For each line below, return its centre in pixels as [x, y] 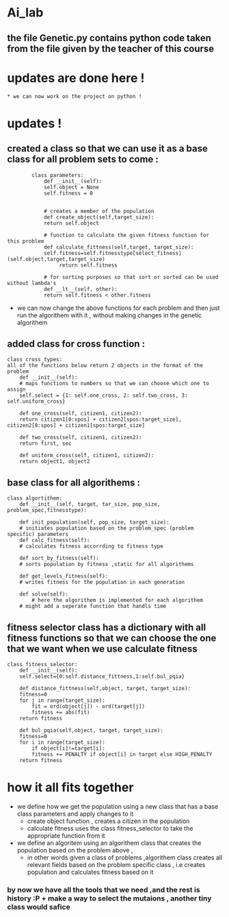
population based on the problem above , [75, 850]
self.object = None [71, 187]
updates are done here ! [76, 78]
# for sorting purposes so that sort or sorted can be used [131, 277]
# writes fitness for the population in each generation [102, 583]
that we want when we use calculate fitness [103, 649]
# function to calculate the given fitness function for [126, 235]
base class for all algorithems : [74, 482]
